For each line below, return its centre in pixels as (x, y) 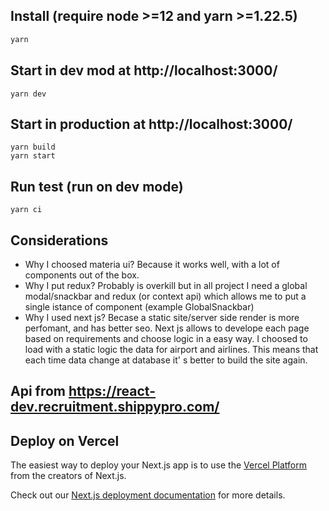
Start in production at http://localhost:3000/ (151, 124)
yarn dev (28, 94)
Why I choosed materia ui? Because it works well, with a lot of (152, 264)
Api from (38, 391)
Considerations (59, 240)
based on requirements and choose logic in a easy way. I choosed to (166, 338)
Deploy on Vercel (65, 440)
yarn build (33, 147)
